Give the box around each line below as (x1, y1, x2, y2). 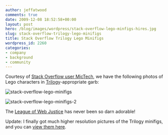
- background (5, 55, 33, 60)
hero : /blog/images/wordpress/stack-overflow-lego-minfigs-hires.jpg (5, 26, 157, 32)
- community (5, 60, 31, 65)
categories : (5, 45, 31, 50)
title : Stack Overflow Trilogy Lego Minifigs (5, 36, 104, 41)
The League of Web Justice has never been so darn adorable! (5, 109, 136, 115)
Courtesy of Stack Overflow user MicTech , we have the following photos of (5, 73, 163, 79)
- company (5, 50, 27, 55)
